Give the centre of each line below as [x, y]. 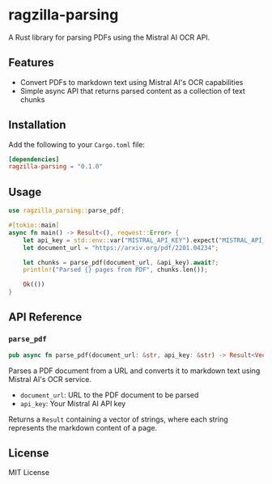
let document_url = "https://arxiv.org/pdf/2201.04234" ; [121, 248]
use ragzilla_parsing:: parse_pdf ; [67, 211]
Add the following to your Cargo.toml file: [77, 144]
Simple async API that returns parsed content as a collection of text [132, 91]
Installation [37, 125]
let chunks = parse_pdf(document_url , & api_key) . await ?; [121, 262]
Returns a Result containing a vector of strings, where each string [118, 419]
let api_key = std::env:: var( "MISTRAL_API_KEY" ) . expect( [121, 240]
